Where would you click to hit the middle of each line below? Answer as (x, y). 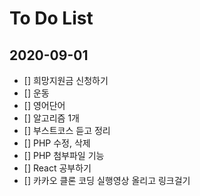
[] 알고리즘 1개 (51, 118)
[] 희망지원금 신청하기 (66, 80)
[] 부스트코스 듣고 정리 (67, 130)
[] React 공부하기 (57, 168)
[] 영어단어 (44, 105)
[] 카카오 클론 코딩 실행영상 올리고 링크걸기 (107, 180)
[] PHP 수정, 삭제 (57, 143)
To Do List (51, 18)
